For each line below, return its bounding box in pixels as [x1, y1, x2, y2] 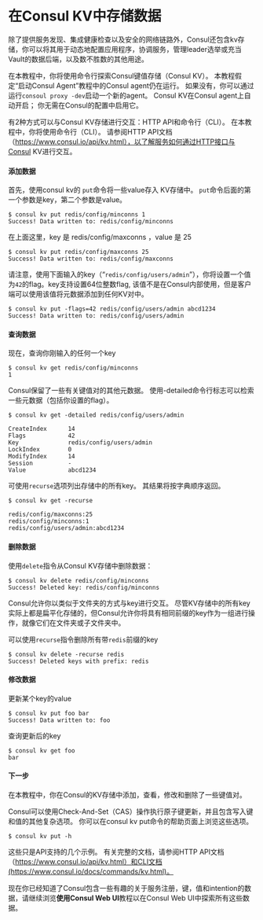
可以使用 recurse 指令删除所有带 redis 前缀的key [8, 635, 159, 644]
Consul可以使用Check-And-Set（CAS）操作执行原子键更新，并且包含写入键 [8, 807, 254, 816]
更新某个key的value [8, 694, 72, 703]
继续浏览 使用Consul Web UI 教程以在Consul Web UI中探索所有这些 [28, 893, 243, 903]
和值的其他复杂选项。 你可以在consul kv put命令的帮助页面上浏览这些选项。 [8, 816, 254, 826]
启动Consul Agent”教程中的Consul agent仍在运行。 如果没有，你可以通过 [18, 80, 254, 90]
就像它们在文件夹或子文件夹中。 [21, 618, 126, 627]
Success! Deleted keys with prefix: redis [8, 657, 149, 665]
